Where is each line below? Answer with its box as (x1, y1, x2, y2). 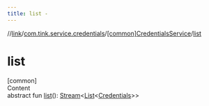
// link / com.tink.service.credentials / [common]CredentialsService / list (7, 29, 202, 37)
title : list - (7, 10, 49, 17)
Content (7, 84, 31, 92)
